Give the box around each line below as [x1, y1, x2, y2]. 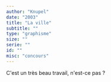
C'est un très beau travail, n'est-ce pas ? [6, 69, 106, 76]
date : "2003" [6, 14, 39, 20]
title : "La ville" [6, 20, 52, 26]
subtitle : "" [6, 25, 39, 31]
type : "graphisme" [6, 31, 52, 37]
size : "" [6, 36, 28, 42]
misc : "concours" [6, 53, 49, 59]
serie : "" [6, 42, 31, 48]
